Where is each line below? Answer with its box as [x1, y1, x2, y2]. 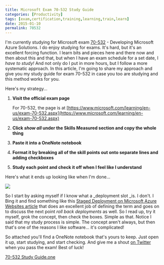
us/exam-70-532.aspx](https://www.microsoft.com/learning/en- [12, 110, 143, 116]
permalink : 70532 [5, 26, 41, 31]
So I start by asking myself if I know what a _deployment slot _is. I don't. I [5, 193, 154, 199]
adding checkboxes [12, 155, 54, 161]
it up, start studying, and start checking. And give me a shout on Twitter [5, 239, 151, 245]
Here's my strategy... [5, 86, 48, 92]
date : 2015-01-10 [5, 21, 41, 26]
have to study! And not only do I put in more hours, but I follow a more [5, 60, 148, 66]
